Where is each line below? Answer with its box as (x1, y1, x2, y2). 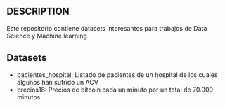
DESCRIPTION (6, 6, 70, 17)
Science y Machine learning (6, 31, 87, 40)
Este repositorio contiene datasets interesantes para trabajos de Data (6, 24, 207, 32)
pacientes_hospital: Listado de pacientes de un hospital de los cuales (16, 70, 218, 79)
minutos (16, 92, 41, 101)
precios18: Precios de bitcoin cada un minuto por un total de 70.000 (16, 85, 214, 94)
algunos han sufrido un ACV (16, 78, 99, 86)
